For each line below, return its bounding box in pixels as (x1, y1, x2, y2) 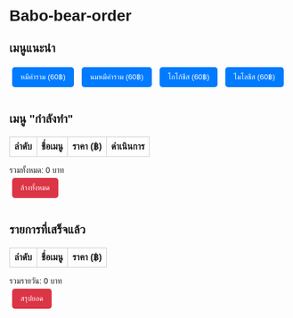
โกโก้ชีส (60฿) (167, 72, 210, 81)
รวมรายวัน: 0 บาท (9, 276, 62, 286)
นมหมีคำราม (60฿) (89, 72, 144, 81)
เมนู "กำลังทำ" (9, 112, 74, 126)
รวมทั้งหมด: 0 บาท (9, 166, 65, 175)
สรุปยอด (20, 294, 44, 303)
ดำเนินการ (110, 142, 145, 151)
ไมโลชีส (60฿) (233, 72, 276, 81)
